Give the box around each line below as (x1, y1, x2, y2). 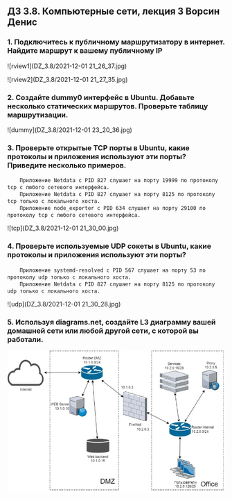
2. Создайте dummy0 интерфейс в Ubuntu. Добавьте (7, 92, 195, 102)
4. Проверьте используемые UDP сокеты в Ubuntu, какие (7, 241, 212, 251)
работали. (7, 334, 44, 344)
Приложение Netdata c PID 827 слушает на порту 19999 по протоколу (19, 177, 218, 184)
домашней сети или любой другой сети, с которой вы (7, 326, 199, 336)
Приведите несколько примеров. (7, 160, 127, 170)
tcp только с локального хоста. (7, 198, 100, 205)
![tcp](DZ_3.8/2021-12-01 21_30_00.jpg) (7, 224, 119, 232)
